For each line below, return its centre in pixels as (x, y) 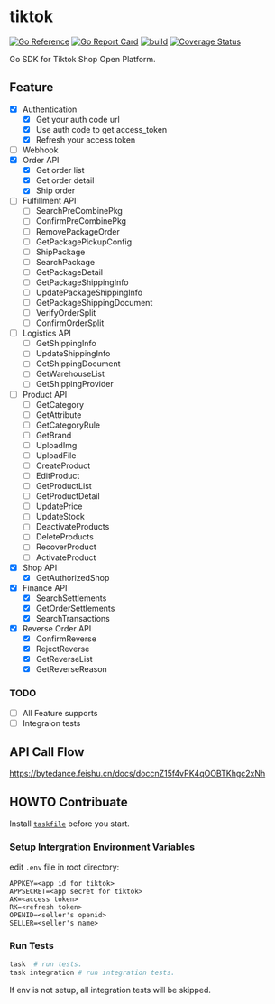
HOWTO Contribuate (69, 801)
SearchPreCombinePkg (79, 211)
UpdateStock (60, 517)
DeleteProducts (65, 537)
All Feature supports (60, 713)
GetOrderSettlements (75, 608)
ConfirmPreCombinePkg (81, 221)
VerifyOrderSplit (66, 313)
